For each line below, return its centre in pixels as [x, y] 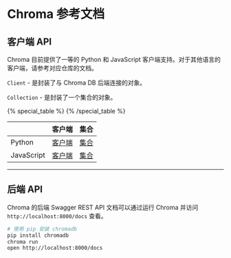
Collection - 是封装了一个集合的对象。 [62, 97]
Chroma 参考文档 [56, 14]
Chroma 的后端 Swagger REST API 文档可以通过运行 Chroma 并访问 [103, 207]
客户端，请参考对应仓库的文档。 [52, 68]
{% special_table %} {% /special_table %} [66, 111]
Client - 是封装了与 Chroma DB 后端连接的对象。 [77, 83]
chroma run [23, 241]
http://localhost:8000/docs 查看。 [57, 216]
